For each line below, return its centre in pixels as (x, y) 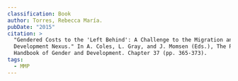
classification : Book (39, 14)
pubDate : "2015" (31, 27)
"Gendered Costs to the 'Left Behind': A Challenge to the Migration (118, 40)
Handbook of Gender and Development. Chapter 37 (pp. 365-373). (110, 54)
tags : (15, 60)
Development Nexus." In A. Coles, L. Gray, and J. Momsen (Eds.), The (120, 46)
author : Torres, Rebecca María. (55, 20)
